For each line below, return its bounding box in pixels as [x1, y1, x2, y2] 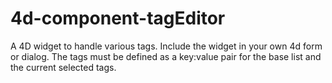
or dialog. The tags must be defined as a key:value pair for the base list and [10, 50, 322, 62]
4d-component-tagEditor [10, 7, 226, 30]
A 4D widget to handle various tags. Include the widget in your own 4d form [10, 40, 323, 52]
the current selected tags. [10, 61, 117, 73]
